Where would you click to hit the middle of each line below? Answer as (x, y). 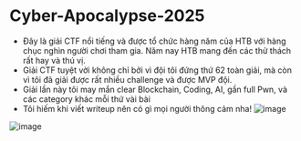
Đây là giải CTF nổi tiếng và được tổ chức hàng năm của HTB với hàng (154, 41)
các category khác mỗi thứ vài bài (86, 99)
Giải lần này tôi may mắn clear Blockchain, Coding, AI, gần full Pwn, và (155, 89)
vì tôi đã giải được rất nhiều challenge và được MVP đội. (127, 79)
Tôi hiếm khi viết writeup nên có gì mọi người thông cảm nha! (137, 108)
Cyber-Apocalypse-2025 (107, 16)
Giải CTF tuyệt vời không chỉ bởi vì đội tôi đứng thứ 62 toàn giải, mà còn (157, 70)
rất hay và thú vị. (54, 60)
